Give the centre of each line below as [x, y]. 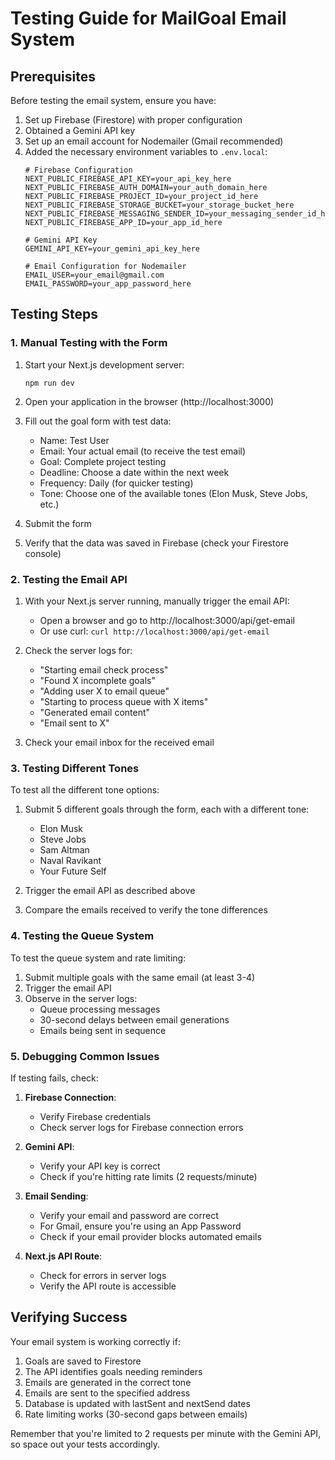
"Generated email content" [95, 712]
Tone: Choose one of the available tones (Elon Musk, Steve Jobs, [173, 493]
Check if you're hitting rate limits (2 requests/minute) [148, 1176]
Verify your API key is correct [100, 1166]
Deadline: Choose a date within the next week [134, 472]
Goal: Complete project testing [103, 461]
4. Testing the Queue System [82, 936]
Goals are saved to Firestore [83, 1361]
